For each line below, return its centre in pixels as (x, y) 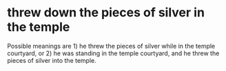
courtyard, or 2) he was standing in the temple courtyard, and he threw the (113, 53)
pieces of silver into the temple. (52, 60)
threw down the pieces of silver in (106, 13)
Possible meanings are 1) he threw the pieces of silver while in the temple (111, 46)
